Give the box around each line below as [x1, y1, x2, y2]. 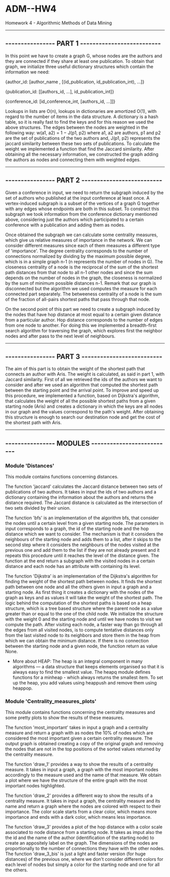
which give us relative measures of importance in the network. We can [5, 237, 152, 243]
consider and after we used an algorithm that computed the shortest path [5, 382, 158, 388]
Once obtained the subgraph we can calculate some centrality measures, [5, 232, 158, 238]
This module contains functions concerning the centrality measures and [5, 709, 155, 715]
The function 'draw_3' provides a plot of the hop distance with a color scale [5, 824, 163, 830]
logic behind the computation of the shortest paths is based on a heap [5, 600, 152, 606]
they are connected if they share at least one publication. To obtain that [5, 58, 154, 64]
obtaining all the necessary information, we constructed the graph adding [5, 151, 158, 157]
